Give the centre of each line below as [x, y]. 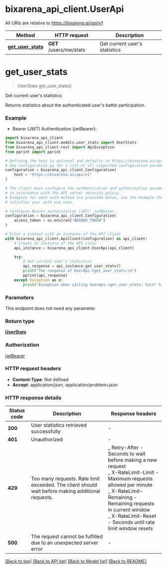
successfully [46, 432]
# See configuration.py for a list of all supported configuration [77, 165]
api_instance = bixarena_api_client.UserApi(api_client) [74, 248]
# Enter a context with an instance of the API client [63, 234]
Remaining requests [131, 504]
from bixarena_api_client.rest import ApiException [60, 147]
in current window [129, 510]
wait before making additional [66, 491]
